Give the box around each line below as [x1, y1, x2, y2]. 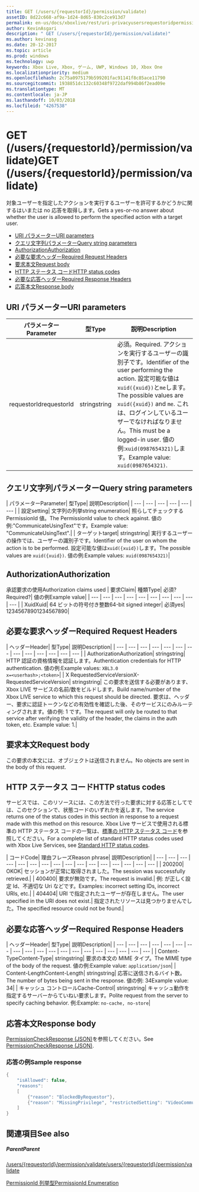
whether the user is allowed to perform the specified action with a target [6, 214, 182, 221]
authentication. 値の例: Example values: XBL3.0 [6, 664, 118, 671]
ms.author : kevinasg [6, 36, 57, 42]
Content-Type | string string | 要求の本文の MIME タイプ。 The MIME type [18, 955, 192, 962]
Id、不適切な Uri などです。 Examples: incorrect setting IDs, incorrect [12, 883, 180, 890]
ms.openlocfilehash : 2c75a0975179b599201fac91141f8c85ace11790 [6, 75, 166, 81]
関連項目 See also [6, 1128, 70, 1138]
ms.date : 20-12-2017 [6, 42, 57, 48]
